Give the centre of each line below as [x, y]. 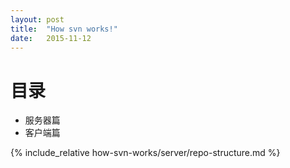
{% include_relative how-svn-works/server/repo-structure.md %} [145, 153]
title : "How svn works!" [64, 29]
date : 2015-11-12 [51, 38]
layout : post [37, 19]
